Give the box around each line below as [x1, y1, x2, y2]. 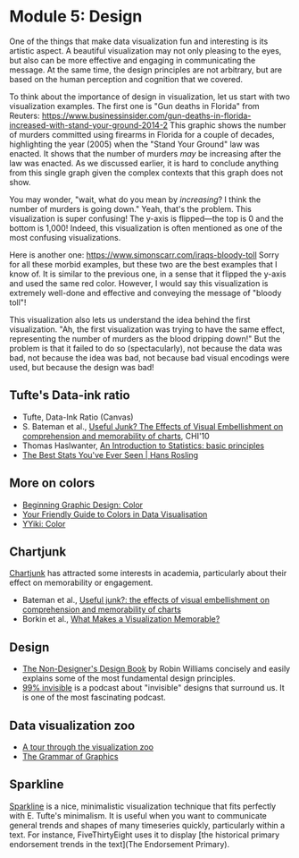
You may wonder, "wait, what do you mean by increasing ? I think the [9, 194, 262, 205]
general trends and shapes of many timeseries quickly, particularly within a [9, 820, 286, 830]
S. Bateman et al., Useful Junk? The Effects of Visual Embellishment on [21, 421, 284, 431]
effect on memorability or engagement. [9, 577, 154, 588]
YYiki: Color [21, 518, 66, 529]
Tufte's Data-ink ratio [9, 387, 131, 404]
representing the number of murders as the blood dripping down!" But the [9, 333, 281, 344]
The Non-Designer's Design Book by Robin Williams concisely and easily [21, 664, 291, 675]
